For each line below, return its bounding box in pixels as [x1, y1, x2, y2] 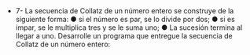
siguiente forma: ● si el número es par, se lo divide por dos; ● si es [15, 15, 236, 24]
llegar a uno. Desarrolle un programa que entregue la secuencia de [15, 31, 233, 41]
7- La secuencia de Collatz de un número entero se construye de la [15, 6, 234, 16]
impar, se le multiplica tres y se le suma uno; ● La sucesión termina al [15, 23, 243, 32]
